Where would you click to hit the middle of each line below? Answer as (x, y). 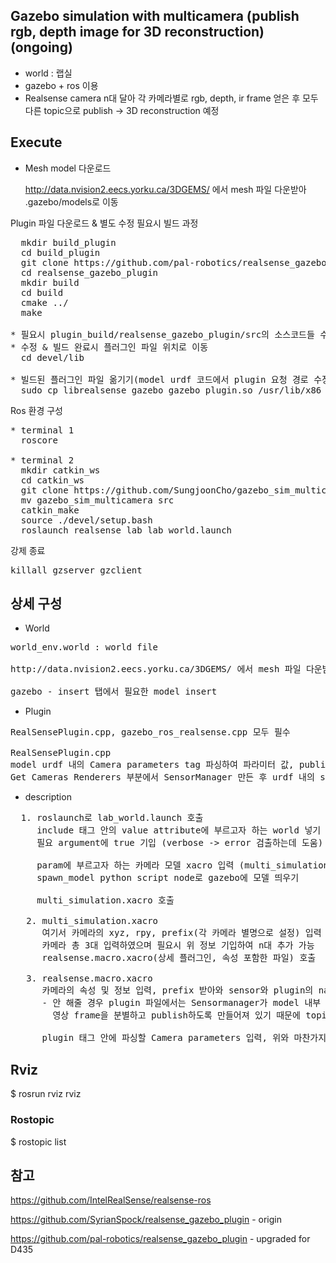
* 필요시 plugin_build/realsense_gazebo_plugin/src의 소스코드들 (162, 334)
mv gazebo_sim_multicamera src (97, 500)
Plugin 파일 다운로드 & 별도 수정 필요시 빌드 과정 (104, 223)
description (48, 797)
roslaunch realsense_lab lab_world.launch (126, 530)
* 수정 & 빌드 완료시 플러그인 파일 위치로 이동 (109, 347)
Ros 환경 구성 (36, 410)
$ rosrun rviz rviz (46, 1094)
